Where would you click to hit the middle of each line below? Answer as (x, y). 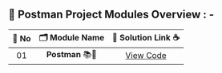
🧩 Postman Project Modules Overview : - (111, 15)
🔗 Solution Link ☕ (146, 37)
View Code (146, 56)
